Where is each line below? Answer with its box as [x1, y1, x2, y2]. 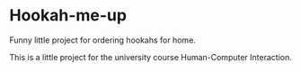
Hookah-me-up [9, 5, 128, 26]
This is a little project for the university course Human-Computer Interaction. [9, 51, 292, 62]
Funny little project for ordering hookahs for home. [9, 35, 196, 45]
